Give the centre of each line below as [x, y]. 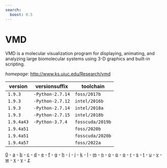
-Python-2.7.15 [52, 115]
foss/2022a [88, 143]
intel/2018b [89, 115]
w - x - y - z [18, 160]
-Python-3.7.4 [50, 122]
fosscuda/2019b [93, 122]
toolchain [93, 86]
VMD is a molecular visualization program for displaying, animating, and [80, 53]
